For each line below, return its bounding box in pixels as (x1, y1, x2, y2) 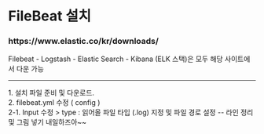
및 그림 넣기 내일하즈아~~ (8, 118, 87, 127)
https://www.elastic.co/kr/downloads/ (8, 36, 159, 47)
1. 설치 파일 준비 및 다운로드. (8, 88, 95, 98)
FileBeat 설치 (8, 7, 92, 25)
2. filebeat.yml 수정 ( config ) (8, 98, 101, 107)
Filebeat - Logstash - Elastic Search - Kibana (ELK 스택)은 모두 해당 (8, 54, 223, 63)
